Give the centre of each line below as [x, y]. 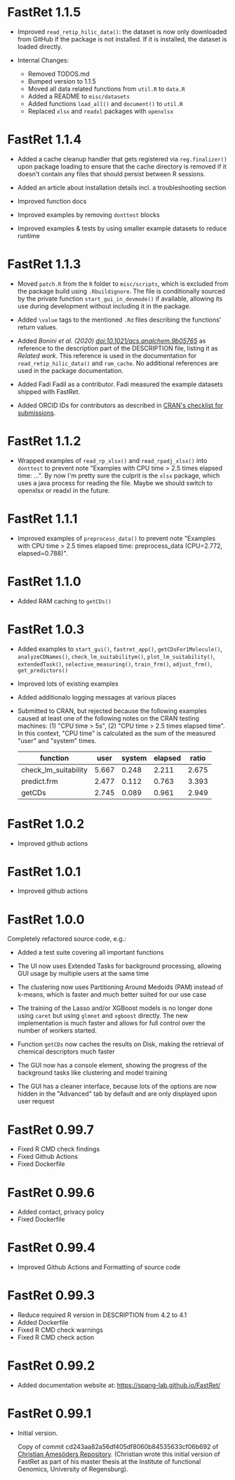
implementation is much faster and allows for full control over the [111, 1023]
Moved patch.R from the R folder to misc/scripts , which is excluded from [123, 283]
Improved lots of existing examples [68, 683]
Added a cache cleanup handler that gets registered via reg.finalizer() [122, 159]
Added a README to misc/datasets [79, 96]
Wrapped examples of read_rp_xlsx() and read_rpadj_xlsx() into [112, 460]
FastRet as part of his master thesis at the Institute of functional [109, 1461]
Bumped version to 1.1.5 [62, 81]
